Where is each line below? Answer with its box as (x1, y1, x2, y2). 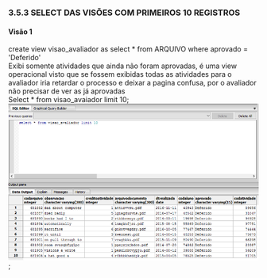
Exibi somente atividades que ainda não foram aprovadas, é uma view (8, 61, 237, 70)
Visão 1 (8, 27, 33, 36)
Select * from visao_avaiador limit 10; (8, 95, 130, 105)
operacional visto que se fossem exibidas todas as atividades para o (8, 70, 232, 79)
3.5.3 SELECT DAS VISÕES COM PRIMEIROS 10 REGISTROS (8, 7, 241, 18)
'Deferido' (8, 53, 41, 63)
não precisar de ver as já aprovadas (8, 86, 126, 96)
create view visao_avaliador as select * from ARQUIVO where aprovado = (8, 44, 249, 54)
